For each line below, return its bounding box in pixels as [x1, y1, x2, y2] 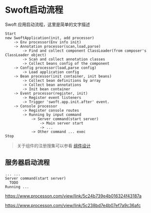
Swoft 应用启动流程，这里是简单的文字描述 [5, 21, 90, 27]
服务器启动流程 [5, 158, 50, 167]
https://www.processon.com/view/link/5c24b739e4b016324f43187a [5, 193, 142, 199]
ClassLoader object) [5, 52, 47, 58]
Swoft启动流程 [5, 4, 64, 16]
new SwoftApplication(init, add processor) [5, 35, 95, 40]
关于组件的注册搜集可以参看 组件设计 [17, 142, 91, 149]
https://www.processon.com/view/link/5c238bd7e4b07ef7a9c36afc [5, 202, 141, 208]
